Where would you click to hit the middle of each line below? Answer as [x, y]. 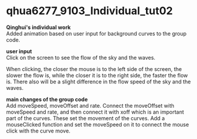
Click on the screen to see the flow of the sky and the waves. [81, 57]
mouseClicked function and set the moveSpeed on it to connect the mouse [98, 124]
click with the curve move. [38, 131]
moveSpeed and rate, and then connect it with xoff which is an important [95, 112]
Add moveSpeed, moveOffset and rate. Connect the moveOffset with [90, 105]
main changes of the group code [47, 99]
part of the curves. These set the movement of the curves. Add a [85, 118]
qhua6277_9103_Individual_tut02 [90, 11]
